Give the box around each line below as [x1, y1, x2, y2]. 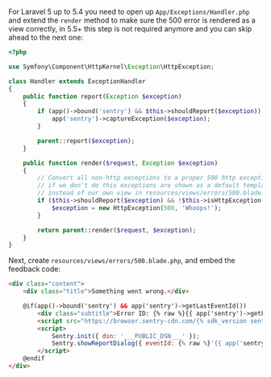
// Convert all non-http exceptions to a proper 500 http [37, 174, 236, 182]
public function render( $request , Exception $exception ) [23, 159, 219, 167]
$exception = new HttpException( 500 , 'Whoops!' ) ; [51, 203, 222, 212]
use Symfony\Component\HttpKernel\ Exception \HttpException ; [8, 62, 215, 71]
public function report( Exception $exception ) [23, 92, 182, 100]
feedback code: [8, 264, 61, 274]
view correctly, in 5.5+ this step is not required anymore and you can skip [8, 24, 252, 33]
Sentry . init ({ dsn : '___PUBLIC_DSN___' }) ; [51, 332, 200, 340]
